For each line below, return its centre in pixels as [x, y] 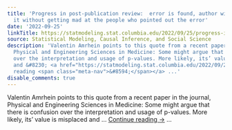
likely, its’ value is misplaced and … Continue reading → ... [90, 120]
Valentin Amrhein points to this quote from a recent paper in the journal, [109, 98]
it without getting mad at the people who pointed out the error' [111, 20]
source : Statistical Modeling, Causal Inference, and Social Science [109, 39]
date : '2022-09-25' [35, 26]
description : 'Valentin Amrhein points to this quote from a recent [108, 46]
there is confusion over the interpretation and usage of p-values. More [107, 112]
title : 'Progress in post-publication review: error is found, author [112, 13]
